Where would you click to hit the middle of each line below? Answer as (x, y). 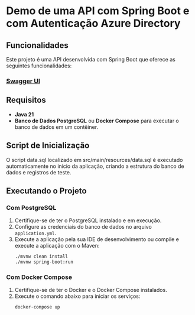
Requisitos (26, 100)
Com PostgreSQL (31, 207)
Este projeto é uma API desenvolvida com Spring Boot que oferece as (91, 59)
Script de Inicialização (48, 146)
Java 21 (24, 114)
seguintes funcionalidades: (39, 66)
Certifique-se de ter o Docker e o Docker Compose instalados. (91, 290)
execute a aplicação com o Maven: (57, 246)
